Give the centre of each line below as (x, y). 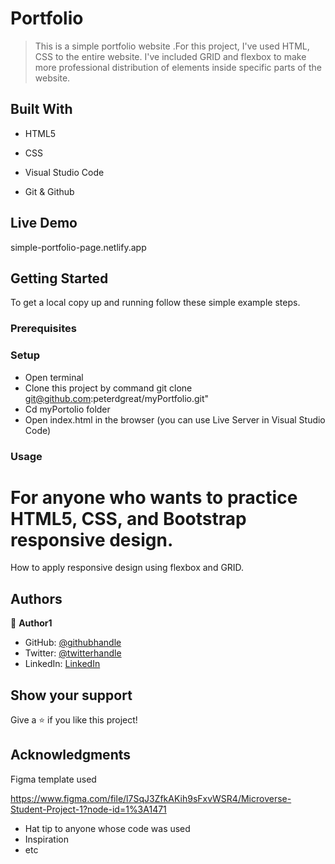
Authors (36, 598)
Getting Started (59, 278)
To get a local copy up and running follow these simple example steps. (155, 303)
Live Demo (44, 223)
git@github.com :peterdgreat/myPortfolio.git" (117, 398)
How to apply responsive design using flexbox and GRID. (127, 568)
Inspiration (46, 839)
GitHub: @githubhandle (73, 643)
